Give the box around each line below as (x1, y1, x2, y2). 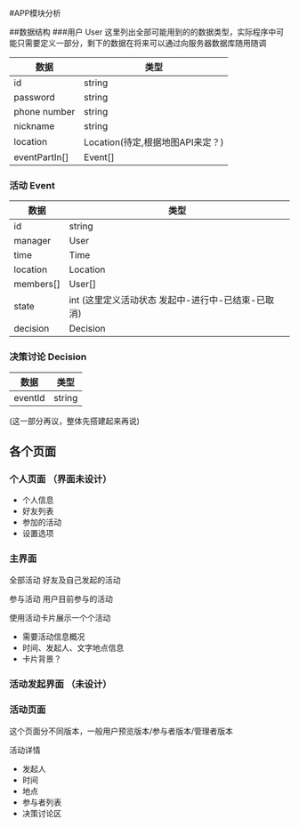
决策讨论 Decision (9, 350, 87, 363)
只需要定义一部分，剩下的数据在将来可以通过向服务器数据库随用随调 (16, 38, 267, 48)
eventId (13, 391, 45, 404)
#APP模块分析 (9, 8, 61, 18)
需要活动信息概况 (21, 630, 85, 642)
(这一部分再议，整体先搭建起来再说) (9, 415, 141, 426)
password (13, 92, 55, 103)
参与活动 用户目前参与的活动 (9, 593, 113, 604)
